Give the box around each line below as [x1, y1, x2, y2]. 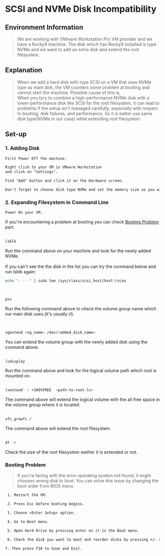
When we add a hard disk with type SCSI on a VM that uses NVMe [17, 79, 151, 85]
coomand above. [5, 344, 39, 350]
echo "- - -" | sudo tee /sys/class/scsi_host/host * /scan [5, 278, 126, 283]
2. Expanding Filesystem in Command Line [5, 198, 109, 205]
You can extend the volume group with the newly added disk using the [5, 339, 148, 345]
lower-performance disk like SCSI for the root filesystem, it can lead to [17, 100, 160, 106]
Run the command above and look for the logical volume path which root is [5, 368, 157, 374]
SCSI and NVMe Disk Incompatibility [5, 3, 157, 15]
